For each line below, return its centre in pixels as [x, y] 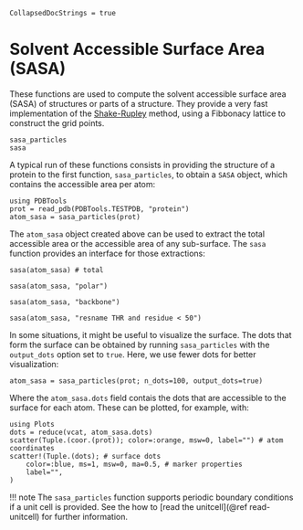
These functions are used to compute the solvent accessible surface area [148, 94]
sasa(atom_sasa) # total [57, 270]
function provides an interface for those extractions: [107, 253]
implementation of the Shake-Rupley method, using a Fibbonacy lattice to [147, 113]
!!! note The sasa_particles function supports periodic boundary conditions [151, 497]
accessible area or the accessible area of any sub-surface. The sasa [138, 243]
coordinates [32, 448]
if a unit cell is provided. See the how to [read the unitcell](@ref [129, 506]
